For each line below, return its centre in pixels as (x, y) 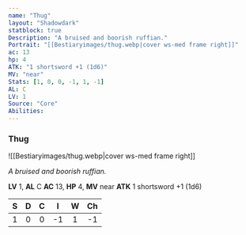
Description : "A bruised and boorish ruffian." (88, 38)
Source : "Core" (33, 104)
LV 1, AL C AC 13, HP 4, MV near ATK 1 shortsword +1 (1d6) (105, 187)
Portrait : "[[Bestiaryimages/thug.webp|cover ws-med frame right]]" (123, 45)
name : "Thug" (30, 15)
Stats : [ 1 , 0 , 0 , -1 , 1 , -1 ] (56, 81)
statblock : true (35, 30)
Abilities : (26, 112)
